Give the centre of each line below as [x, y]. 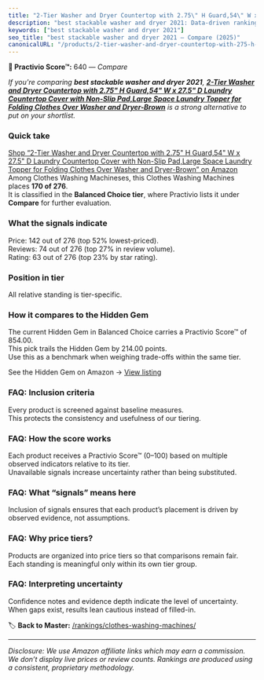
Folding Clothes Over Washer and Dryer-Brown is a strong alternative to [127, 108]
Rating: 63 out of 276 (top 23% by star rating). [83, 257]
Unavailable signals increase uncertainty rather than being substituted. [123, 472]
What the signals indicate [58, 223]
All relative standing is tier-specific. [65, 294]
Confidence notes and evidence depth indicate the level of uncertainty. [123, 601]
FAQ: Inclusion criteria [51, 393]
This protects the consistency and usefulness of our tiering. [105, 418]
